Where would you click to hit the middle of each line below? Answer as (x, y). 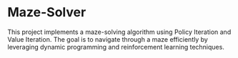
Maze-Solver (47, 12)
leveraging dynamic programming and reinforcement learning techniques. (116, 47)
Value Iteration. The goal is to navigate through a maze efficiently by (108, 39)
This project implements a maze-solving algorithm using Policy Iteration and (119, 32)
